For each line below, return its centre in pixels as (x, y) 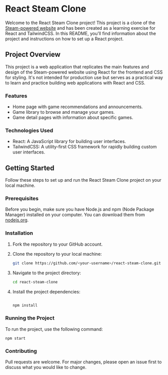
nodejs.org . (17, 220)
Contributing (21, 351)
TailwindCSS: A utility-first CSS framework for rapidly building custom (85, 147)
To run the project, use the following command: (54, 329)
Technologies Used (29, 130)
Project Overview (33, 55)
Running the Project (30, 318)
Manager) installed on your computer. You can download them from (75, 215)
